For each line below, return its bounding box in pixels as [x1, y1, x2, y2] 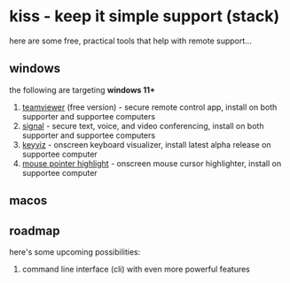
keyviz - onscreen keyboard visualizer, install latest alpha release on [21, 139, 272, 149]
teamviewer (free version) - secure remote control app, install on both [21, 102, 278, 112]
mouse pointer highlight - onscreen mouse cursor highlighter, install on [21, 157, 282, 169]
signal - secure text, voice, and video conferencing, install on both [21, 120, 264, 131]
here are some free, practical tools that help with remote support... [9, 35, 253, 46]
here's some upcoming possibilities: [9, 246, 141, 257]
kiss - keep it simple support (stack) [9, 6, 280, 27]
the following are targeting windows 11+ [9, 84, 156, 95]
